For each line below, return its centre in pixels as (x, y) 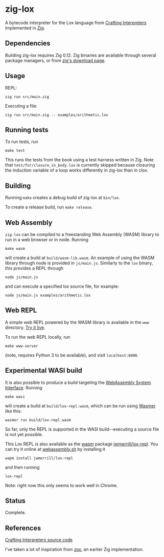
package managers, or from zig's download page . (56, 60)
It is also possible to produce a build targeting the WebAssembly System (78, 382)
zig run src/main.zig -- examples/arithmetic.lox (57, 115)
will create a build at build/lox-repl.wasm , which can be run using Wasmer (80, 406)
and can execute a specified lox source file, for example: (62, 286)
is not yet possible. (24, 434)
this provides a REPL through (34, 268)
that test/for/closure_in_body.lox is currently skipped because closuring (80, 165)
